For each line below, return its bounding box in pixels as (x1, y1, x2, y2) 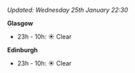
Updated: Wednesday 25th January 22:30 (7, 6, 128, 14)
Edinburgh (7, 46, 38, 54)
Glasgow (7, 19, 33, 27)
